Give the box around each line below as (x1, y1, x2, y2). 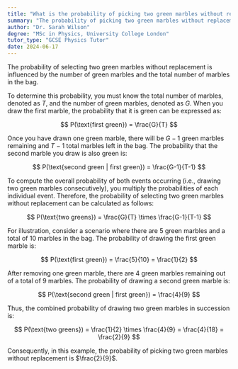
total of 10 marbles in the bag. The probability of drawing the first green (7, 234, 216, 242)
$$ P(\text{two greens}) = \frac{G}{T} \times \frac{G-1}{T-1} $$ (26, 213, 212, 221)
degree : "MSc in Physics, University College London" (7, 30, 170, 38)
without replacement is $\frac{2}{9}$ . (7, 354, 118, 362)
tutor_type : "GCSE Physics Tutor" (7, 37, 110, 44)
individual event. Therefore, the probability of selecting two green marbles (7, 192, 225, 200)
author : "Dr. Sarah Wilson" (7, 23, 91, 30)
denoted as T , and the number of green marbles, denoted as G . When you (7, 99, 223, 107)
